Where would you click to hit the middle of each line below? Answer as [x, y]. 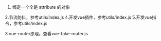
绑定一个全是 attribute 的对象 [41, 7]
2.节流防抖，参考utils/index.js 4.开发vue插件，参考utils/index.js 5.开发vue [79, 17]
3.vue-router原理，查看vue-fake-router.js [46, 34]
